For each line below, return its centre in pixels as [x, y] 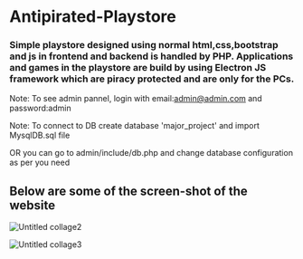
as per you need [40, 163]
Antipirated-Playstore [93, 17]
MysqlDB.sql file [40, 135]
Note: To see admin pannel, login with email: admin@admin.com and [136, 99]
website [33, 205]
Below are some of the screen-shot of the [129, 191]
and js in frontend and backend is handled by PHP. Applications [151, 56]
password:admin [40, 108]
